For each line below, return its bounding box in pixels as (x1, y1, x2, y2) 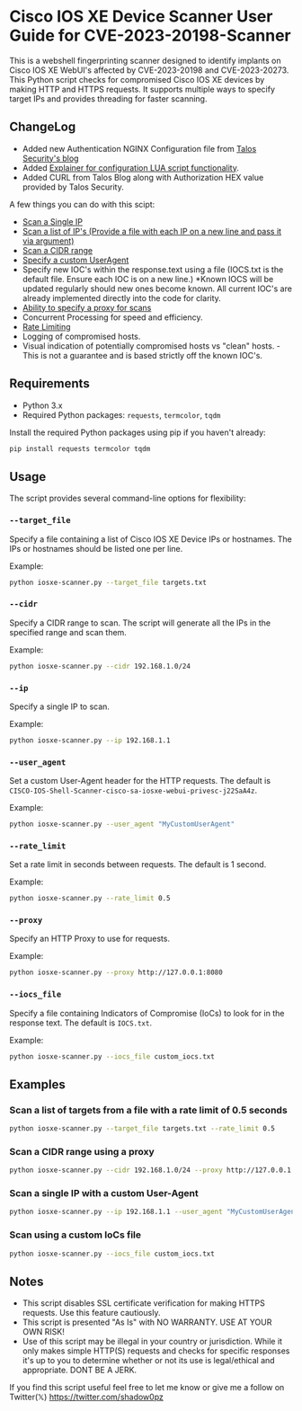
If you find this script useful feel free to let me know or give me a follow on (9, 1382, 285, 1393)
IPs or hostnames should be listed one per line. (9, 543, 183, 554)
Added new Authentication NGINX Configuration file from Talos (22, 143, 257, 154)
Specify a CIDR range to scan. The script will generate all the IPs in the (9, 617, 271, 628)
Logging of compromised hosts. (22, 331, 141, 342)
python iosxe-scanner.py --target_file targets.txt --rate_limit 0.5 (9, 1124, 276, 1133)
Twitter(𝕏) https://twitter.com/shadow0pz (9, 1391, 164, 1403)
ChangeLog (9, 120, 76, 135)
